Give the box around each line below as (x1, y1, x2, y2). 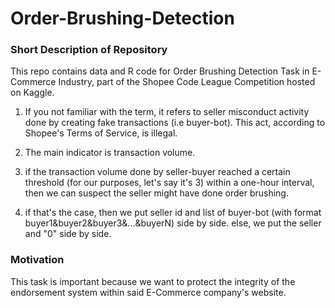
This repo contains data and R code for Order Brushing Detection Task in (10, 65, 310, 77)
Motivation (10, 253, 65, 267)
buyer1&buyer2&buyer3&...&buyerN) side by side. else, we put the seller (24, 217, 322, 229)
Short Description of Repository (10, 43, 168, 57)
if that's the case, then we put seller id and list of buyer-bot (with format (24, 207, 322, 219)
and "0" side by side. (24, 228, 112, 240)
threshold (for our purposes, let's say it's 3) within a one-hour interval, (24, 177, 315, 189)
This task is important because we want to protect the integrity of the (10, 275, 296, 287)
